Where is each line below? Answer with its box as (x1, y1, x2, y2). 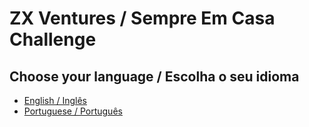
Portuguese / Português (23, 105, 123, 117)
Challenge (9, 28, 97, 51)
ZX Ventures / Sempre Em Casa (9, 7, 276, 30)
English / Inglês (23, 95, 87, 106)
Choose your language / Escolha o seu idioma (9, 68, 300, 85)
